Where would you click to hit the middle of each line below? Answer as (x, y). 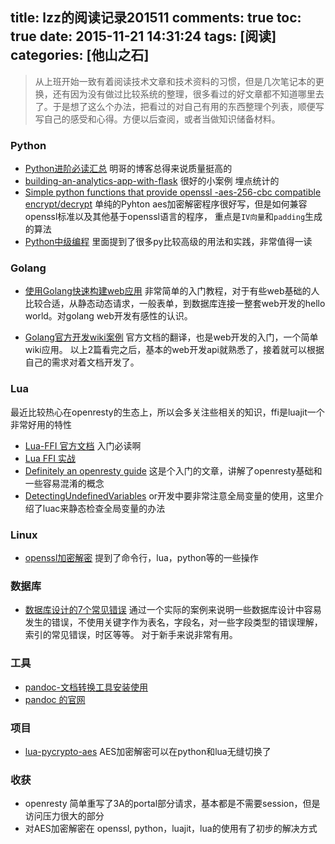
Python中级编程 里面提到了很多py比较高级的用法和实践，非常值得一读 (168, 242)
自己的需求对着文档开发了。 (82, 362)
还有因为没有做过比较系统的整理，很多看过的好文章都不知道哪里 (184, 94)
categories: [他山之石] (80, 55)
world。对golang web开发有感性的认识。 (108, 316)
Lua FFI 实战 (50, 458)
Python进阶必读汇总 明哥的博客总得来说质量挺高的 (128, 169)
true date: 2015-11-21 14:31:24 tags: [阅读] (143, 36)
